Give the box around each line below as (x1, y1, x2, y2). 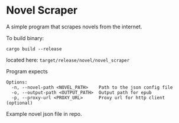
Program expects (6, 67, 48, 75)
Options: (6, 79, 28, 85)
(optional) (6, 100, 33, 106)
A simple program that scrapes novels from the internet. (6, 23, 142, 30)
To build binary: (6, 34, 44, 41)
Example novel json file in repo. (6, 110, 82, 117)
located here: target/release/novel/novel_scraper (6, 56, 130, 63)
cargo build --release (6, 46, 62, 52)
